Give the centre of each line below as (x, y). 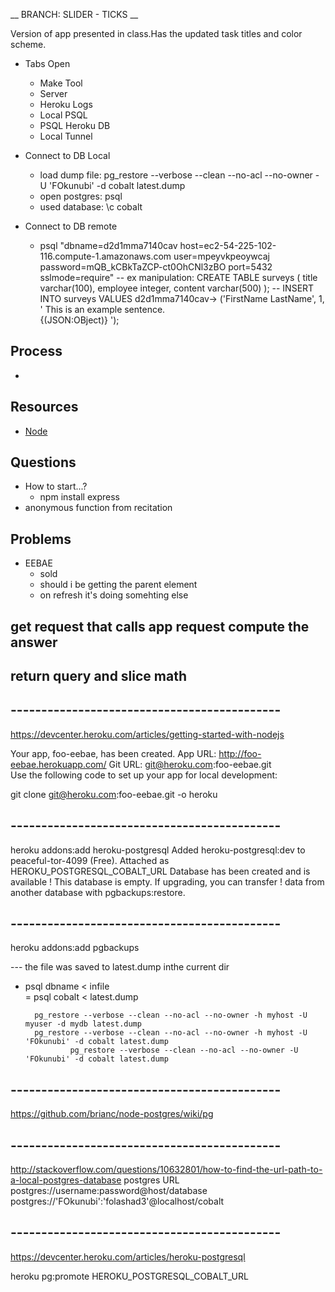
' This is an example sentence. (102, 309)
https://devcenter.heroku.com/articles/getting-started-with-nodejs (147, 734)
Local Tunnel (66, 136)
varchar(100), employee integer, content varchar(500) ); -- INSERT (177, 288)
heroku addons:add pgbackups (75, 948)
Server (53, 93)
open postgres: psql (81, 196)
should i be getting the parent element (118, 585)
